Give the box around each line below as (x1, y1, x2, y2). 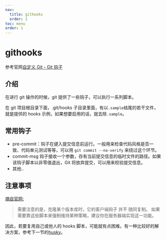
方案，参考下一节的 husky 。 (9, 229, 65, 235)
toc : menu (5, 21, 26, 26)
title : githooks (9, 12, 43, 17)
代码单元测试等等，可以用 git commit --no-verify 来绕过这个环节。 (21, 147, 160, 153)
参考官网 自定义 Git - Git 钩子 (5, 64, 63, 70)
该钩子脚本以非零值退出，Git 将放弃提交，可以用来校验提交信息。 (12, 159, 146, 165)
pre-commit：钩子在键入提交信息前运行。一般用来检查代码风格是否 (12, 141, 150, 147)
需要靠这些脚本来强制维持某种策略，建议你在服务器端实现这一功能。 (17, 212, 157, 218)
